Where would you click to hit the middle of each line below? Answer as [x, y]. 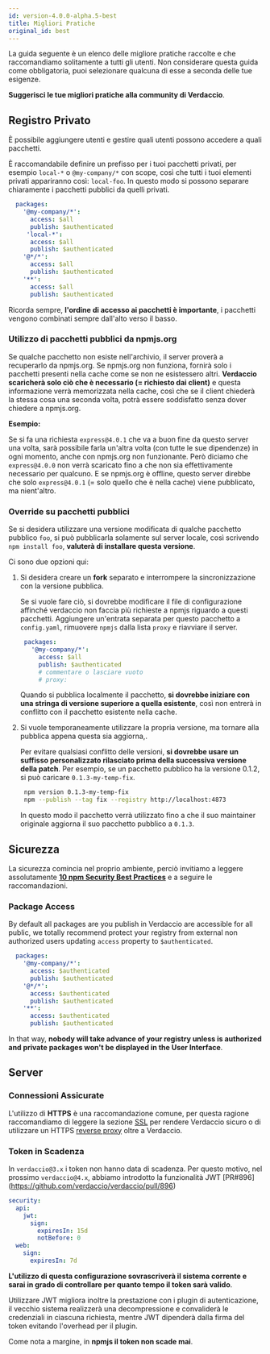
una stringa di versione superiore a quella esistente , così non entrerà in [141, 704]
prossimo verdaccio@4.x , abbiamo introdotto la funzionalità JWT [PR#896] [132, 1177]
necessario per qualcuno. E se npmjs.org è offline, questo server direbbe [130, 473]
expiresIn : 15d [63, 1231]
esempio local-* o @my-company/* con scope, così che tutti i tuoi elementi [130, 172]
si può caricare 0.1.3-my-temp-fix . [77, 778]
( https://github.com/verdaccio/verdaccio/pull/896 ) [92, 1186]
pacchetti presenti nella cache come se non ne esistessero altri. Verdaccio [133, 374]
